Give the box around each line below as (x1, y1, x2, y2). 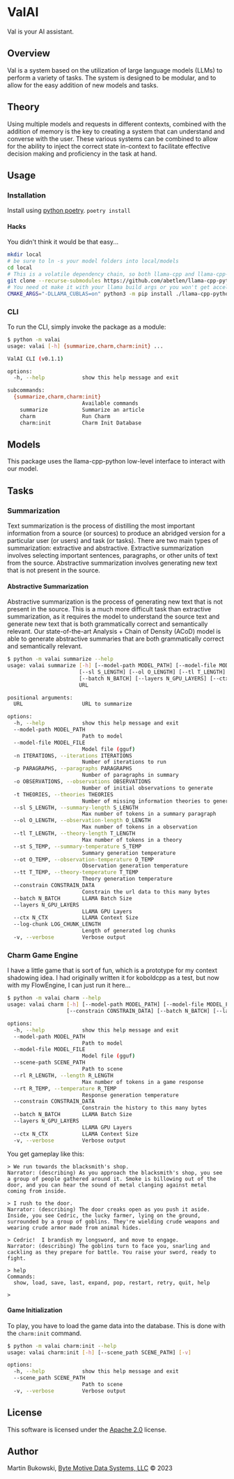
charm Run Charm (19, 413, 111, 419)
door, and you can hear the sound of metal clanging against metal (7, 1181, 208, 1189)
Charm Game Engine (7, 950, 79, 960)
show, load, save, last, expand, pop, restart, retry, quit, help (13, 1279, 210, 1286)
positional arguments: (7, 694, 73, 701)
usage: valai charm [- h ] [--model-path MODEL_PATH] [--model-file (7, 1001, 204, 1009)
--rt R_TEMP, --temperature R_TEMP (13, 1085, 117, 1092)
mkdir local (7, 251, 42, 258)
